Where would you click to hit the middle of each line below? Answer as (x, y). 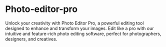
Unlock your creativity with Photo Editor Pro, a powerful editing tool (74, 23)
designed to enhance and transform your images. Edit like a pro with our (79, 28)
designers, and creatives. (31, 39)
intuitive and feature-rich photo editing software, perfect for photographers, (83, 33)
